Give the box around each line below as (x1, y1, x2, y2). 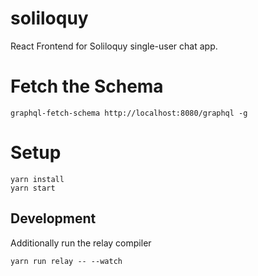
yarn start (10, 183, 56, 193)
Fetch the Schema (10, 75, 164, 98)
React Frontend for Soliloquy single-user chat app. (10, 40, 218, 52)
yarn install (10, 174, 65, 184)
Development (10, 210, 97, 227)
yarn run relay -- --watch (10, 256, 123, 266)
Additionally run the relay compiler (10, 237, 152, 249)
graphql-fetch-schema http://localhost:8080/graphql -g (10, 108, 248, 118)
